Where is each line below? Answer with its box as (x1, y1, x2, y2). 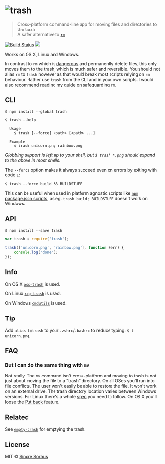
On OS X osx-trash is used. (5, 281, 60, 287)
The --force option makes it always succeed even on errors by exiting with (5, 167, 157, 173)
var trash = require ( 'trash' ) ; (5, 236, 69, 241)
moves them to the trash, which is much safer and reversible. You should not (5, 66, 160, 72)
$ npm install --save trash (5, 228, 63, 233)
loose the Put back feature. (5, 399, 60, 405)
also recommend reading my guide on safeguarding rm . (5, 82, 117, 87)
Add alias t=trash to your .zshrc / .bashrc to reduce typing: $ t (5, 327, 134, 333)
